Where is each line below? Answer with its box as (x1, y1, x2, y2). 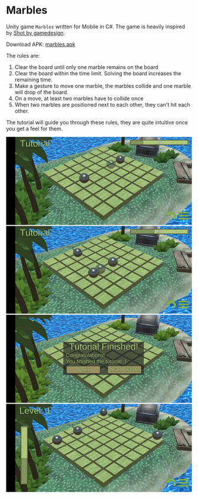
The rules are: (6, 52, 40, 59)
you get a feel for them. (6, 125, 63, 132)
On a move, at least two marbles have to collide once (14, 95, 144, 102)
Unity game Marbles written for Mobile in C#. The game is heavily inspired (6, 23, 186, 30)
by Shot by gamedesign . (6, 29, 65, 36)
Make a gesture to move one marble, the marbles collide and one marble (14, 82, 192, 89)
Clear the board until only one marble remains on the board (14, 63, 159, 71)
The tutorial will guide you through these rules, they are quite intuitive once (6, 118, 188, 126)
